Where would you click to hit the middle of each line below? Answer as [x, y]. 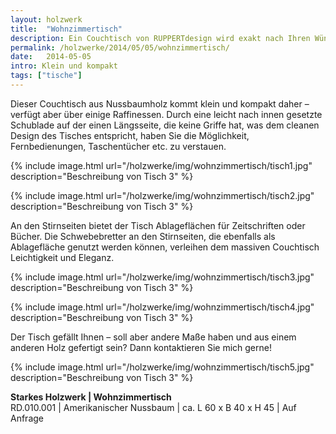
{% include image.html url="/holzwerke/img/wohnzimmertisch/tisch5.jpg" [162, 367]
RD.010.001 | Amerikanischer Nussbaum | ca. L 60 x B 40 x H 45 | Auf [153, 407]
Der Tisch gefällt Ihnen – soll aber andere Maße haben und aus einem [153, 337]
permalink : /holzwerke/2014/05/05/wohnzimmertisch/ [120, 47]
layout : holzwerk [46, 19]
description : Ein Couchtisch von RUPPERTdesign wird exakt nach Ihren [160, 38]
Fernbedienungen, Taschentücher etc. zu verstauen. [118, 146]
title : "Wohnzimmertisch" [66, 29]
